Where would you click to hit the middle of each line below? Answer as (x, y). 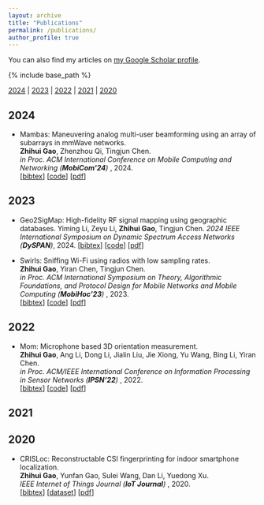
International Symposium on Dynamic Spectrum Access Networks (127, 237)
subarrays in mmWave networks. (73, 143)
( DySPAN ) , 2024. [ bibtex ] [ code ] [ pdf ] (82, 245)
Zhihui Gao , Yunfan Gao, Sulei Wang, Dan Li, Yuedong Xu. (114, 475)
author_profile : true (44, 37)
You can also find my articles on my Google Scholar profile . (104, 60)
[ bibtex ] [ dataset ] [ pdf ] (57, 492)
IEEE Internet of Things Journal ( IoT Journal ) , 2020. (105, 484)
